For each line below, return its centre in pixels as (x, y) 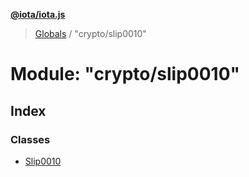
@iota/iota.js (38, 14)
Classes (30, 139)
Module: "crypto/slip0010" (125, 74)
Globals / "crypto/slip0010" (90, 33)
